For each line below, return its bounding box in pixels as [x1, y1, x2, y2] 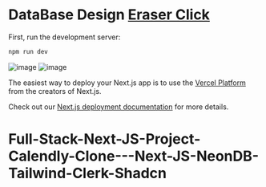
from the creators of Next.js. [8, 86, 102, 96]
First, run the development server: [8, 32, 121, 42]
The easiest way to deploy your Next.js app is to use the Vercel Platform [8, 78, 247, 87]
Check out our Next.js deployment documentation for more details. [8, 102, 229, 112]
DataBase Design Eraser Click [8, 6, 211, 24]
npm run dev [8, 47, 48, 55]
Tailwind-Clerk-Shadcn [8, 165, 167, 182]
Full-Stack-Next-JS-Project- [8, 130, 201, 148]
